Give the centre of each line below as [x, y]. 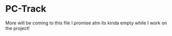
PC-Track [26, 9]
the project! [17, 28]
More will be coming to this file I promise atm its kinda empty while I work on [86, 23]
